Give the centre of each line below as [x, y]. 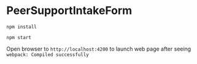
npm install [21, 27]
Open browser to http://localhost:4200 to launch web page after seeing [99, 49]
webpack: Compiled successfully [48, 55]
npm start [19, 37]
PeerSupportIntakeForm [69, 11]
